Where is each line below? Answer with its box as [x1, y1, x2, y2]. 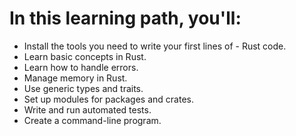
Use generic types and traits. [23, 82, 144, 94]
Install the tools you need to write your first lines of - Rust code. [23, 40, 287, 52]
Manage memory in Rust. [23, 72, 128, 84]
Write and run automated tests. [23, 103, 152, 116]
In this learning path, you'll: [9, 7, 242, 30]
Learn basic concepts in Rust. [23, 50, 147, 62]
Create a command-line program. [23, 114, 162, 126]
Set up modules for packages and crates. [23, 93, 194, 105]
